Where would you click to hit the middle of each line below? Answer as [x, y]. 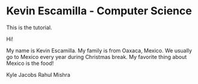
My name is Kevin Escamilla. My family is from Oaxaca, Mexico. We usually [99, 50]
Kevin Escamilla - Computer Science [99, 11]
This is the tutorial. [29, 27]
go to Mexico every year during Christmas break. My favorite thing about [97, 57]
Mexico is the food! [30, 63]
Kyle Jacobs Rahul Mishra [38, 74]
